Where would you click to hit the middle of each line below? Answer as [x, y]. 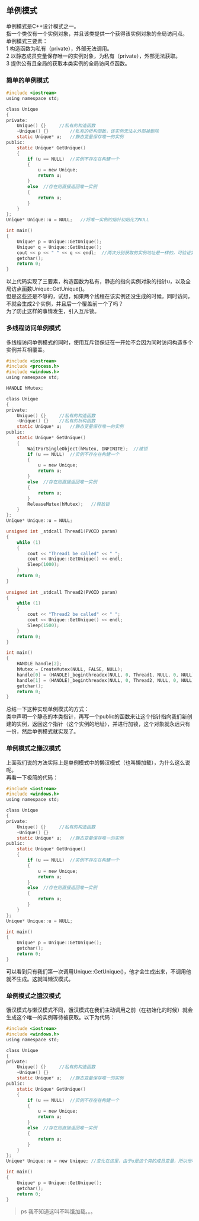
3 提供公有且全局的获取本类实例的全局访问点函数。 [68, 63]
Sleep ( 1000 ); [44, 565]
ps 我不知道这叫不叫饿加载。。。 [58, 1211]
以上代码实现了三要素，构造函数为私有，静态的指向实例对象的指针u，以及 [96, 281]
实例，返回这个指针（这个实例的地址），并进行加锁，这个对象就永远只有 [103, 724]
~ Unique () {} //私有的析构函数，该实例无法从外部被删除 [88, 132]
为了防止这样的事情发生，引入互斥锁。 [53, 311]
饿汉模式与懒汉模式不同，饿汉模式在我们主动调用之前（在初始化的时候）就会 [99, 1010]
